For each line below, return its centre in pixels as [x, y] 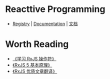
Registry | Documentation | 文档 [45, 23]
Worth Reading [37, 44]
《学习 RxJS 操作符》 [34, 58]
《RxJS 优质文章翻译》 [35, 71]
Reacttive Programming [55, 9]
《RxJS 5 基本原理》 [32, 65]
